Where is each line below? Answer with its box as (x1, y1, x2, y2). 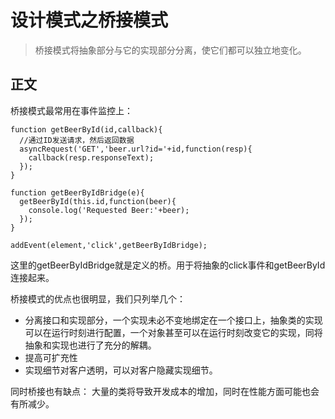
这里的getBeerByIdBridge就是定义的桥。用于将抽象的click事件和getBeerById (10, 259, 326, 271)
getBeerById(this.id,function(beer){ (19, 196, 177, 206)
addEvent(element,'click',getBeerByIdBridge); (10, 240, 208, 250)
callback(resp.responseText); (28, 152, 155, 163)
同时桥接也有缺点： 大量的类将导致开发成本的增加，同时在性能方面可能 (10, 385, 302, 397)
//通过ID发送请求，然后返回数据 (19, 135, 135, 145)
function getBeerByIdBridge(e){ (10, 187, 145, 198)
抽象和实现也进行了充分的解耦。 (24, 339, 157, 351)
